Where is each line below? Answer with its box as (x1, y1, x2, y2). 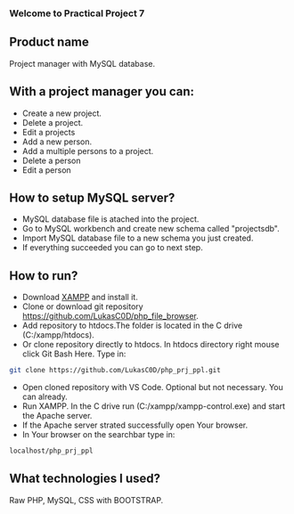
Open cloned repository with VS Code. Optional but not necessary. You (21, 382, 283, 393)
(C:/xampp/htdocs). (21, 330, 95, 340)
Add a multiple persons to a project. (21, 145, 154, 156)
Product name (9, 35, 89, 50)
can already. (21, 391, 69, 403)
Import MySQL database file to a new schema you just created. (21, 233, 254, 243)
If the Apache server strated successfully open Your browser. (21, 420, 249, 430)
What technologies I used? (9, 471, 161, 486)
